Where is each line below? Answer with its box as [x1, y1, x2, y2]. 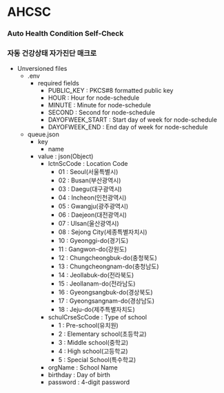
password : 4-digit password [48, 378, 130, 386]
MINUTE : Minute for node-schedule [48, 101, 152, 109]
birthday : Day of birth [48, 371, 110, 379]
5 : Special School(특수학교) [58, 356, 136, 364]
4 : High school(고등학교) [58, 347, 129, 355]
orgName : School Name [48, 363, 119, 372]
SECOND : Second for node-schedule [48, 108, 155, 117]
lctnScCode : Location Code [48, 160, 128, 168]
